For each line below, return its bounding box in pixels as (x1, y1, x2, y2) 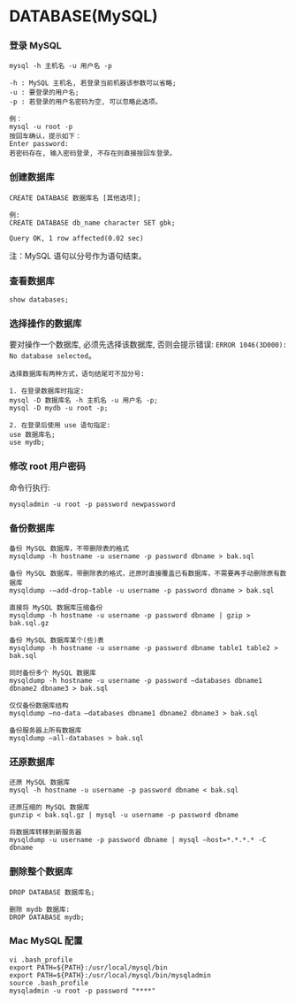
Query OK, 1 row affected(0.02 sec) (9, 234, 144, 242)
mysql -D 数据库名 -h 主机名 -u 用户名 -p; (9, 396, 159, 405)
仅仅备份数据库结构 (9, 701, 69, 709)
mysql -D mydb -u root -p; (9, 404, 109, 413)
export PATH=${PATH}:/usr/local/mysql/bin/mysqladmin (9, 970, 212, 979)
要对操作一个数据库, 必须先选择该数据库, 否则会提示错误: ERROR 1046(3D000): (9, 339, 287, 350)
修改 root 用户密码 (9, 460, 87, 472)
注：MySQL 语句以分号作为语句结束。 (9, 250, 147, 261)
